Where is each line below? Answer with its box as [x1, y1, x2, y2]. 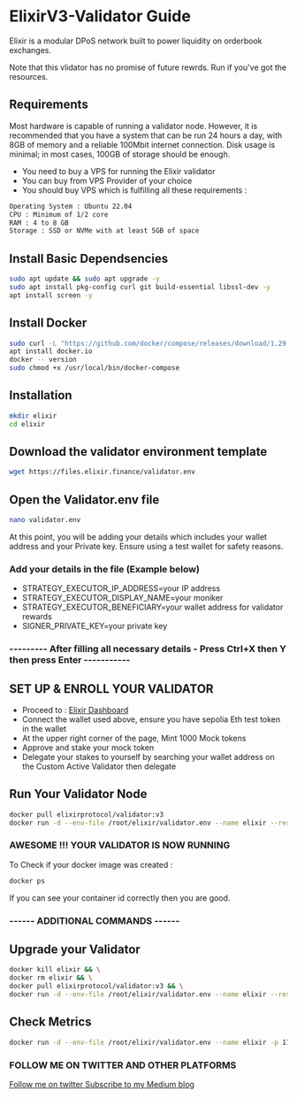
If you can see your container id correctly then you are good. [9, 892, 231, 903]
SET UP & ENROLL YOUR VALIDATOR [9, 681, 214, 696]
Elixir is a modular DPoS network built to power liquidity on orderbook [9, 35, 263, 46]
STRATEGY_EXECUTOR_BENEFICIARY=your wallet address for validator [21, 602, 284, 612]
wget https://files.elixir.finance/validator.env [9, 467, 196, 477]
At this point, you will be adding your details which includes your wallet [9, 531, 268, 541]
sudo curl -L [9, 339, 57, 348]
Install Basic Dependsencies [9, 250, 169, 266]
